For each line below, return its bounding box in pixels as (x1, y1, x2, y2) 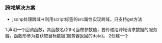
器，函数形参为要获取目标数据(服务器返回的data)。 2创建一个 (5, 33, 129, 39)
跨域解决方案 (5, 4, 36, 11)
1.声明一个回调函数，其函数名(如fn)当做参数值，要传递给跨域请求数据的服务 (5, 27, 158, 33)
